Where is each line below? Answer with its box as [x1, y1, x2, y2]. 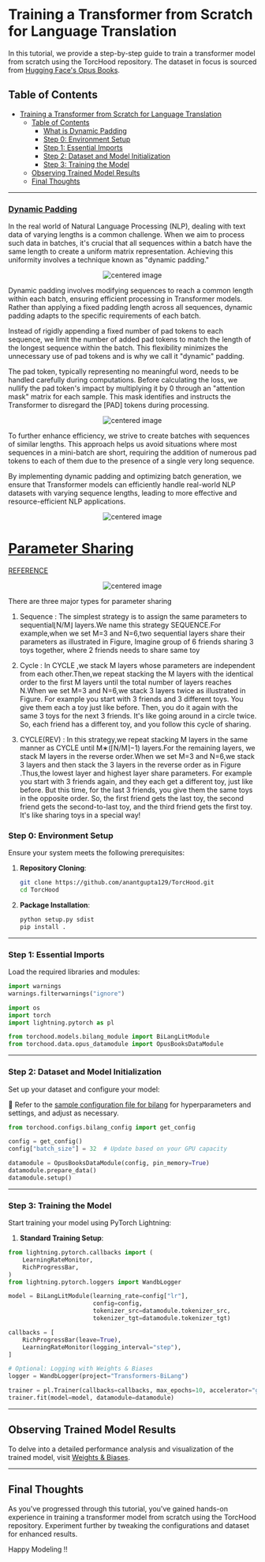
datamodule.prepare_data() [8, 1167, 97, 1175]
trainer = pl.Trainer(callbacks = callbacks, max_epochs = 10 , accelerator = [8, 1387, 252, 1394]
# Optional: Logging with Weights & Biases [8, 1365, 154, 1373]
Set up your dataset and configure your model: [8, 1085, 160, 1094]
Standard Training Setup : [19, 1233, 104, 1243]
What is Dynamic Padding [43, 126, 128, 135]
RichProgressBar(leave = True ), [22, 1336, 122, 1344]
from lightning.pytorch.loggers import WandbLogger [8, 1278, 181, 1286]
